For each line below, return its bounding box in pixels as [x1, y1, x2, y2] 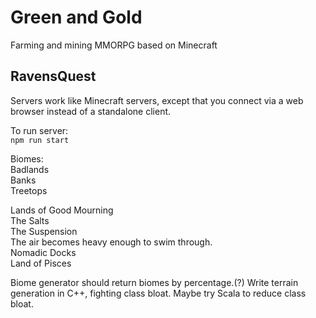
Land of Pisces [10, 257, 72, 269]
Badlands [10, 163, 50, 175]
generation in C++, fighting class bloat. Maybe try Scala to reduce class [10, 287, 307, 299]
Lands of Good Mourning [10, 204, 114, 216]
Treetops [10, 184, 48, 196]
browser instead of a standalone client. [10, 105, 172, 117]
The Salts [10, 214, 50, 226]
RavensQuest [10, 68, 97, 85]
